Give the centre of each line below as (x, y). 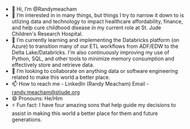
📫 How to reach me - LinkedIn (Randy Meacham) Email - (80, 84)
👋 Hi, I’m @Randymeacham (44, 9)
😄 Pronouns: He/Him (37, 98)
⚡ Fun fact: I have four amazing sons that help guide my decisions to (94, 105)
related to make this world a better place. (61, 77)
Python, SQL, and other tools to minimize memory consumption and (93, 59)
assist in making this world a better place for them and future (85, 113)
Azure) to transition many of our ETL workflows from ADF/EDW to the (95, 46)
